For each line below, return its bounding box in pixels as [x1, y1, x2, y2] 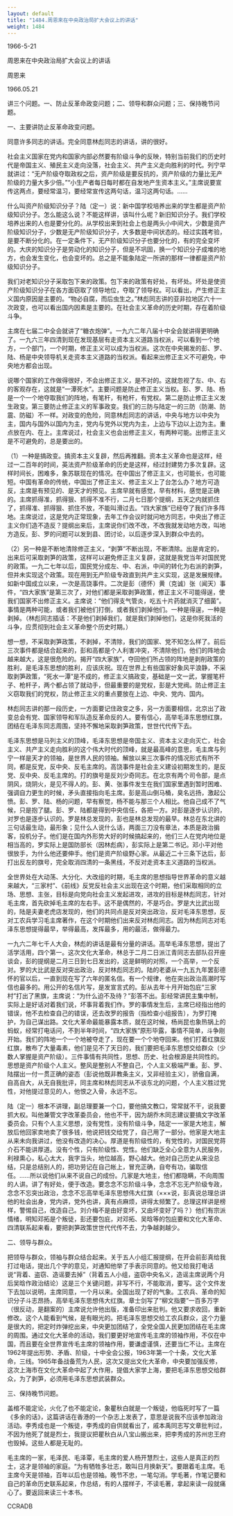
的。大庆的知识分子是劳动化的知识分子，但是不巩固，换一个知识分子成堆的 [7, 245, 220, 253]
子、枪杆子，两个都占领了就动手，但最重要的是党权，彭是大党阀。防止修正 [7, 681, 220, 690]
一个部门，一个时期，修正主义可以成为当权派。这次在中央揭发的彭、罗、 [19, 344, 226, 353]
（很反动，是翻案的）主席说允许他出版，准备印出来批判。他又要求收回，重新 [7, 1305, 226, 1313]
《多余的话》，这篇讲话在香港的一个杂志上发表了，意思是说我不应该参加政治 [7, 1413, 223, 1421]
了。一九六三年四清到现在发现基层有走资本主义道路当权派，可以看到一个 [7, 335, 214, 344]
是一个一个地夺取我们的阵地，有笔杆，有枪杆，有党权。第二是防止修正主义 [7, 394, 220, 402]
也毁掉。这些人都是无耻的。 [7, 1439, 87, 1447]
